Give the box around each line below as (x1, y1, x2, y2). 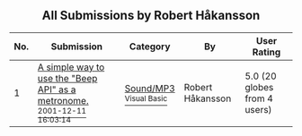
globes (244, 81, 274, 93)
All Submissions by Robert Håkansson (41, 8, 261, 23)
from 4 (244, 92, 274, 105)
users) (244, 103, 272, 115)
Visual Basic (124, 93, 168, 103)
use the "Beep (37, 72, 98, 84)
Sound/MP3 (124, 81, 175, 94)
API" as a (37, 83, 76, 96)
